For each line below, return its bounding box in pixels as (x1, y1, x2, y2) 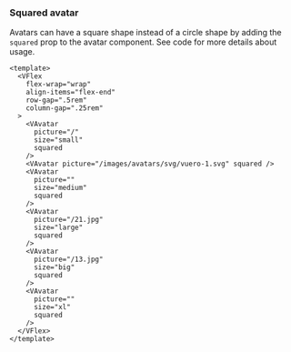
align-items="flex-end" (25, 88, 116, 97)
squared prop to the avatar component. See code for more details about (9, 36, 277, 47)
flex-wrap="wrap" (25, 80, 92, 89)
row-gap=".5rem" (25, 96, 88, 106)
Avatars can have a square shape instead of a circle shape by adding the (9, 27, 282, 38)
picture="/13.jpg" (33, 255, 104, 265)
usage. (9, 46, 35, 57)
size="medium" (33, 184, 88, 193)
